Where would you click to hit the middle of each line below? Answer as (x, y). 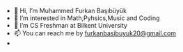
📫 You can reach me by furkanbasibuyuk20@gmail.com (95, 33)
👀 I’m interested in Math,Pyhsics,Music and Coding (87, 18)
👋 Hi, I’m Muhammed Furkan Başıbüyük (70, 11)
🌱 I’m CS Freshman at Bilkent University (70, 25)
